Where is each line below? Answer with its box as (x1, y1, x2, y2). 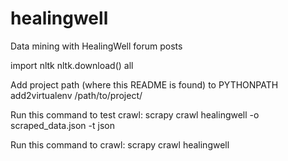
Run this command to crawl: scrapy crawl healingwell (10, 138, 230, 151)
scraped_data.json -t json (10, 119, 115, 131)
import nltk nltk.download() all (10, 59, 134, 71)
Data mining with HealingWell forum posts (10, 40, 183, 52)
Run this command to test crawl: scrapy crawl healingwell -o (10, 108, 260, 121)
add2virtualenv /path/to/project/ (10, 89, 143, 101)
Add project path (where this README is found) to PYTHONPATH (10, 78, 279, 91)
